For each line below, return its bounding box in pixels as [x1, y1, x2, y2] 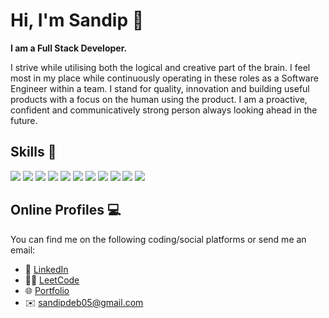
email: [10, 244, 36, 256]
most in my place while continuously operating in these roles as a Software [10, 72, 319, 84]
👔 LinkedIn [24, 263, 69, 275]
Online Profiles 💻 [10, 202, 122, 219]
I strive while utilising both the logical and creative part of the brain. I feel [10, 61, 311, 73]
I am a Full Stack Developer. [10, 42, 128, 54]
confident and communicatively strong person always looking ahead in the [10, 104, 318, 116]
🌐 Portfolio [24, 284, 70, 296]
